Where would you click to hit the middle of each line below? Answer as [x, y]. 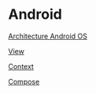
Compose [24, 81]
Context [21, 66]
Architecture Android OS [48, 36]
